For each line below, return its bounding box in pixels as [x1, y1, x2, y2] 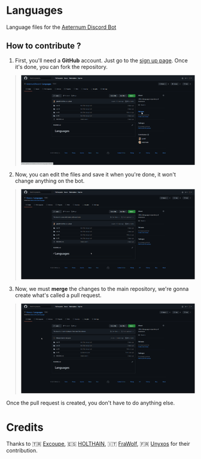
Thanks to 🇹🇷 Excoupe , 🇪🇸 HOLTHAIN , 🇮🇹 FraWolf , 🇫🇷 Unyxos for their [6, 440, 190, 448]
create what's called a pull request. [14, 292, 102, 299]
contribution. [6, 447, 38, 454]
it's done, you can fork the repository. [14, 63, 108, 70]
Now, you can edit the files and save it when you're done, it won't [14, 171, 176, 178]
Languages [6, 4, 63, 17]
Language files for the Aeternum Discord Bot [6, 23, 117, 31]
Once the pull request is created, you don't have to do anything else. [6, 400, 175, 407]
